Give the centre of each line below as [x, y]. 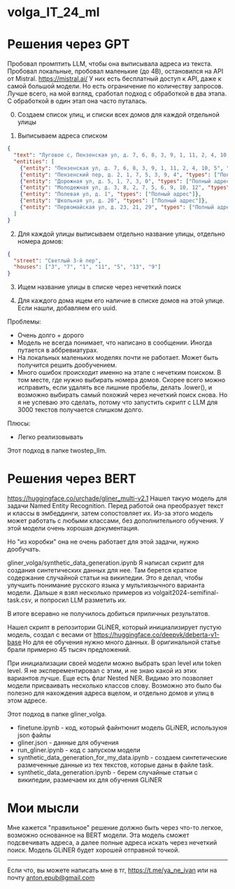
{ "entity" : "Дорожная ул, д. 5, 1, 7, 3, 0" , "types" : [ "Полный [115, 181]
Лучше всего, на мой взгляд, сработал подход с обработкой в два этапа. [117, 94]
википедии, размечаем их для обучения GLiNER [90, 780]
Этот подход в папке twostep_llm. [57, 450]
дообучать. [24, 549]
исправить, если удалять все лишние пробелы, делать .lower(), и [115, 387]
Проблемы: [24, 322]
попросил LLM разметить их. [83, 600]
